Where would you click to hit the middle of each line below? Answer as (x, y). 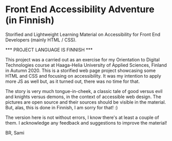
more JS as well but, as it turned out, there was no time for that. (73, 81)
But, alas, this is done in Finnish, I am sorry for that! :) (62, 107)
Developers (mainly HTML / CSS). (41, 40)
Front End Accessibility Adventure (80, 9)
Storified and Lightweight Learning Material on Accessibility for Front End (83, 34)
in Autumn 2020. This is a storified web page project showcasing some (81, 70)
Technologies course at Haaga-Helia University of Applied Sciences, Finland (86, 65)
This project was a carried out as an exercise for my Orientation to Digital (83, 59)
